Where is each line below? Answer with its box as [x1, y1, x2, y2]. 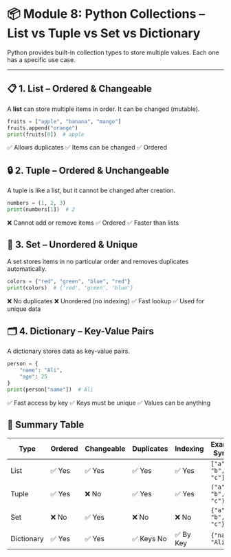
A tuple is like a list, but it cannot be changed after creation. [7, 186, 176, 194]
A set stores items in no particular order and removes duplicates [7, 257, 189, 265]
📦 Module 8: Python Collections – [7, 6, 206, 22]
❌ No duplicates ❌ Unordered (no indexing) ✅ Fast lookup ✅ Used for [7, 296, 205, 305]
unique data [7, 305, 41, 313]
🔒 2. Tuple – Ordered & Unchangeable [7, 164, 170, 176]
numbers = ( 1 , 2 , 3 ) [7, 200, 67, 207]
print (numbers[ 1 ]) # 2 [7, 206, 76, 213]
